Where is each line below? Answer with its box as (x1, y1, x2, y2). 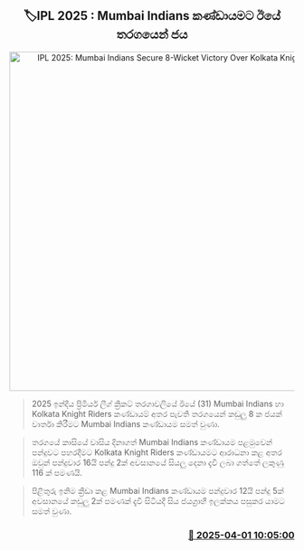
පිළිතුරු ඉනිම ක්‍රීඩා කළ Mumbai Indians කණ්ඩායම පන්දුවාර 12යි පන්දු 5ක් (31, 485, 285, 496)
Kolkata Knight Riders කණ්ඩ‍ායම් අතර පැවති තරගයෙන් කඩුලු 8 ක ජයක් (31, 408, 282, 419)
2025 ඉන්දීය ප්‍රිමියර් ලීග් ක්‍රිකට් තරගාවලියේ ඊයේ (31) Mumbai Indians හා (31, 398, 285, 409)
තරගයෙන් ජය (116, 27, 188, 43)
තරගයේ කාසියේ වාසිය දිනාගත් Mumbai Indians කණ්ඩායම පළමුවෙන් (31, 436, 273, 447)
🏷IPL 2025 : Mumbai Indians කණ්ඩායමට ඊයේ (23, 8, 281, 24)
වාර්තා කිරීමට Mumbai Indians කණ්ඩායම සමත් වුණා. (31, 418, 220, 429)
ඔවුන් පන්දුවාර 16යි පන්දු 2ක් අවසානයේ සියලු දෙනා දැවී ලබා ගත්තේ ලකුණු (31, 457, 285, 468)
